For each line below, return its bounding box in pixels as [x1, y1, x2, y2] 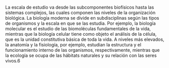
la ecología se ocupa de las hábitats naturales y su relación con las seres [5, 52, 157, 58]
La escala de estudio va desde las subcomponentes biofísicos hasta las [5, 5, 154, 10]
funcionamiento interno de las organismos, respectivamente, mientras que [5, 47, 160, 53]
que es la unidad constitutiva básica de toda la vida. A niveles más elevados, [5, 36, 164, 42]
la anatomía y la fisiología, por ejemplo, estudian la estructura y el [5, 42, 141, 47]
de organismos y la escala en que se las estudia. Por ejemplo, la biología [5, 20, 156, 26]
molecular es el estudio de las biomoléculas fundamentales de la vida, [5, 26, 151, 32]
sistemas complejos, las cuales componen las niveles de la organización [5, 10, 155, 16]
